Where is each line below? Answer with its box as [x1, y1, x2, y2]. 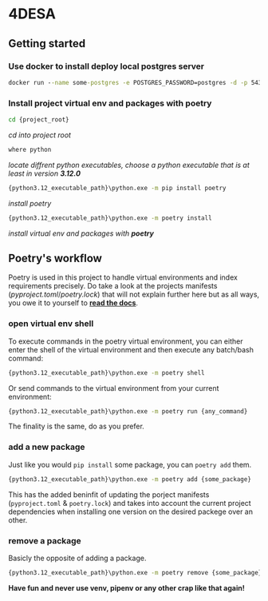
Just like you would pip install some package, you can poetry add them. [8, 460, 252, 469]
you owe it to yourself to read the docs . [8, 298, 138, 308]
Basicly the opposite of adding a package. [8, 553, 147, 563]
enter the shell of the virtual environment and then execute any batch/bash [8, 344, 254, 354]
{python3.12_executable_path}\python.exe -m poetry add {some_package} [8, 475, 251, 484]
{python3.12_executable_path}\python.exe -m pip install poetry [8, 184, 227, 192]
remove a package [8, 535, 81, 546]
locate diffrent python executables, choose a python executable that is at [8, 160, 250, 169]
